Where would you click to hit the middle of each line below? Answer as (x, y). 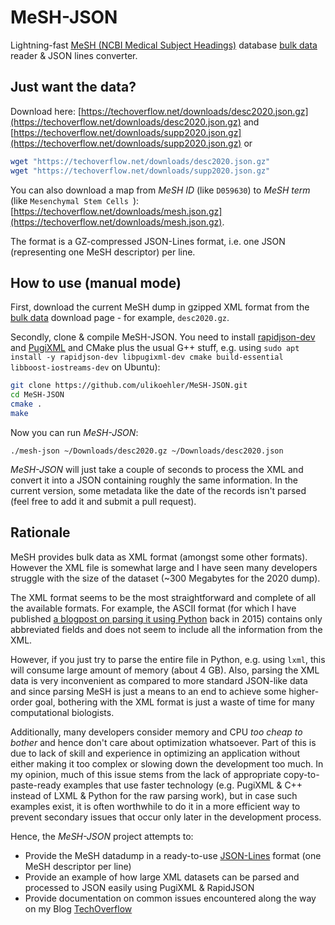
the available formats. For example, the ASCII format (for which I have (153, 608)
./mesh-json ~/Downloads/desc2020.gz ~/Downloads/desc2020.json (147, 451)
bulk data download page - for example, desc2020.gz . (120, 318)
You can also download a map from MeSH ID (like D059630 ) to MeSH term (160, 190)
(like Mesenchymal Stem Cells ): (75, 200)
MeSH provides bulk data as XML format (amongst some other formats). (159, 557)
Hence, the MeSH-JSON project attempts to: (102, 836)
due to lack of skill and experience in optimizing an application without (155, 753)
